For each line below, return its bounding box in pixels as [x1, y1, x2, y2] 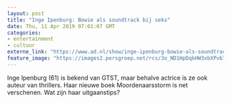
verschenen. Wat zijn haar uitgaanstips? [7, 88, 120, 96]
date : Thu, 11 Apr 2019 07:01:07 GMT [7, 23, 115, 30]
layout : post [7, 10, 45, 17]
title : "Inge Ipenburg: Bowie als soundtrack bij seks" [7, 16, 170, 23]
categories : [7, 29, 41, 36]
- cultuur [7, 42, 36, 49]
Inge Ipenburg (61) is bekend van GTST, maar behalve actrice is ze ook [7, 73, 208, 82]
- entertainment [7, 36, 54, 43]
